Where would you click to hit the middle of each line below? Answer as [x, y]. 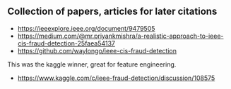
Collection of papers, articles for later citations [112, 12]
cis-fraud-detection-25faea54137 [66, 43]
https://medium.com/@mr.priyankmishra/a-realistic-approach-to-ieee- [120, 36]
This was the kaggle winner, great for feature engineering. [92, 64]
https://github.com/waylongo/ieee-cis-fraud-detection [97, 50]
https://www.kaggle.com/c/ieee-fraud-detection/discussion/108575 [116, 78]
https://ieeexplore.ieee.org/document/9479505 [86, 28]
